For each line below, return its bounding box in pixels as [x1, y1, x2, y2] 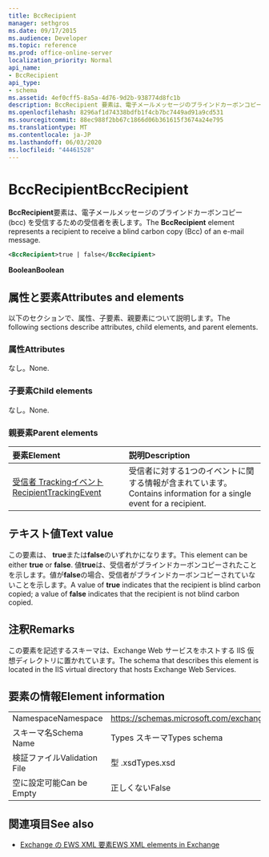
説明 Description [128, 449, 191, 461]
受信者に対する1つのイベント [128, 465, 239, 477]
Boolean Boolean [8, 265, 65, 275]
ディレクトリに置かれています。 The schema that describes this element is [14, 655, 259, 665]
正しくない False [110, 783, 171, 794]
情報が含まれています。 [144, 477, 232, 489]
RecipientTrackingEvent [12, 486, 102, 497]
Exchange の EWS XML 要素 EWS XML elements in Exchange [19, 840, 220, 850]
